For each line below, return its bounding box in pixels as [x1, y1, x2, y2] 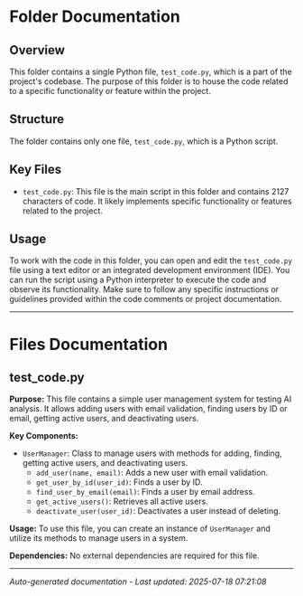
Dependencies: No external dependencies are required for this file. [9, 550, 260, 562]
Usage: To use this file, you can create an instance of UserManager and [9, 523, 271, 535]
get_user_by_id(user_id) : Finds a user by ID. [35, 477, 203, 487]
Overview [9, 43, 66, 58]
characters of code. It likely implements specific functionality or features [22, 195, 292, 206]
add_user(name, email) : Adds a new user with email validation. [35, 468, 269, 478]
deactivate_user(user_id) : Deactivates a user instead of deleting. [35, 506, 281, 516]
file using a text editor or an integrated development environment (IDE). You [9, 265, 290, 276]
